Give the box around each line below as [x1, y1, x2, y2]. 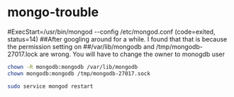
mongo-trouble [7, 4, 99, 20]
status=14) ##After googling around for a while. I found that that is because [7, 34, 228, 43]
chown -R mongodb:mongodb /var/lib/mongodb [7, 63, 138, 70]
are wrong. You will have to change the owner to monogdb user [39, 50, 225, 58]
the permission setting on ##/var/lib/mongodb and [7, 42, 155, 51]
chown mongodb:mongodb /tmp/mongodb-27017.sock [7, 70, 151, 77]
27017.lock [7, 50, 38, 58]
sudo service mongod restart [7, 82, 94, 90]
